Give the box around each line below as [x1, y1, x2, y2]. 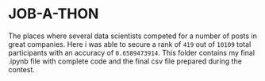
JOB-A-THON [8, 5, 99, 23]
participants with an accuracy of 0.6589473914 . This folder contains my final [8, 48, 255, 57]
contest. [8, 64, 36, 74]
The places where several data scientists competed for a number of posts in [8, 31, 258, 40]
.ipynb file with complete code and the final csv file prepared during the [8, 56, 242, 66]
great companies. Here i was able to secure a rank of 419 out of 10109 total [8, 39, 252, 48]
